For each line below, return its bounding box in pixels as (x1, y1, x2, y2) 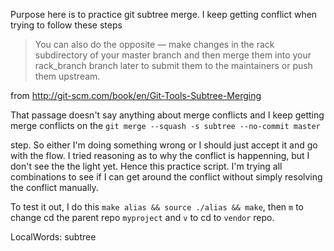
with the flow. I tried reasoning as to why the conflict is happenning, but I (10, 150, 310, 161)
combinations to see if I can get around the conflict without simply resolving (10, 171, 323, 183)
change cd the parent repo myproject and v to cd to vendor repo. (10, 212, 275, 223)
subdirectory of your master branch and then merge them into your (34, 49, 312, 61)
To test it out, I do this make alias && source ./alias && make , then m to (10, 201, 304, 213)
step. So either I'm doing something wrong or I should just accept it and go (10, 139, 318, 151)
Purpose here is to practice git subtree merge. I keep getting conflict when (10, 9, 318, 20)
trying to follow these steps (10, 19, 123, 31)
